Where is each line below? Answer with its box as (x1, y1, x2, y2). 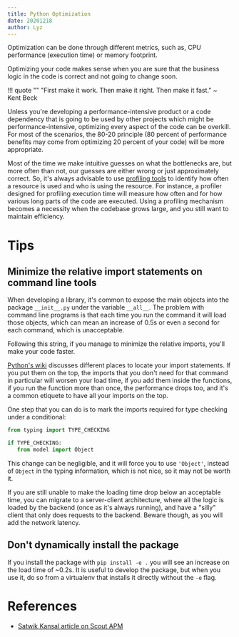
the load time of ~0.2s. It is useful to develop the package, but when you (7, 565, 221, 574)
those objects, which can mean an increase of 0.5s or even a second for (7, 318, 220, 327)
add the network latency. (7, 519, 81, 526)
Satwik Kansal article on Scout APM (17, 621, 123, 630)
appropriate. (7, 146, 44, 154)
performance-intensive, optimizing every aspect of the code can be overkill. (7, 123, 231, 131)
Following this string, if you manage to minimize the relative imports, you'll (7, 340, 225, 348)
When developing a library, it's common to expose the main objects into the (7, 295, 230, 304)
